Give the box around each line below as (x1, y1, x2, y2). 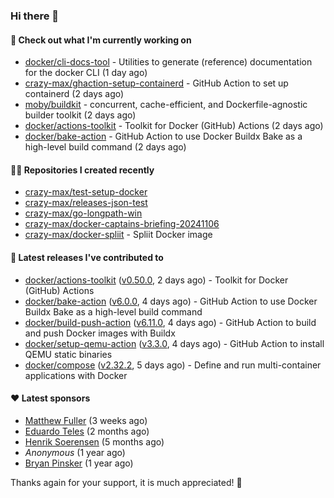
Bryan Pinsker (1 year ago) (24, 457, 134, 469)
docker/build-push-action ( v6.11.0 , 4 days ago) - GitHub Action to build (24, 316, 317, 328)
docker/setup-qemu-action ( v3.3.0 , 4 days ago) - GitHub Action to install (24, 337, 325, 349)
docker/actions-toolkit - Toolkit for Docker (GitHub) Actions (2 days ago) (24, 120, 324, 132)
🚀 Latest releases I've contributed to (10, 251, 164, 263)
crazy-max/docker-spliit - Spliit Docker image (24, 229, 213, 241)
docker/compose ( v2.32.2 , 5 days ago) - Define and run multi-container (24, 359, 322, 371)
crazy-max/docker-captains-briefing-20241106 (24, 218, 220, 230)
